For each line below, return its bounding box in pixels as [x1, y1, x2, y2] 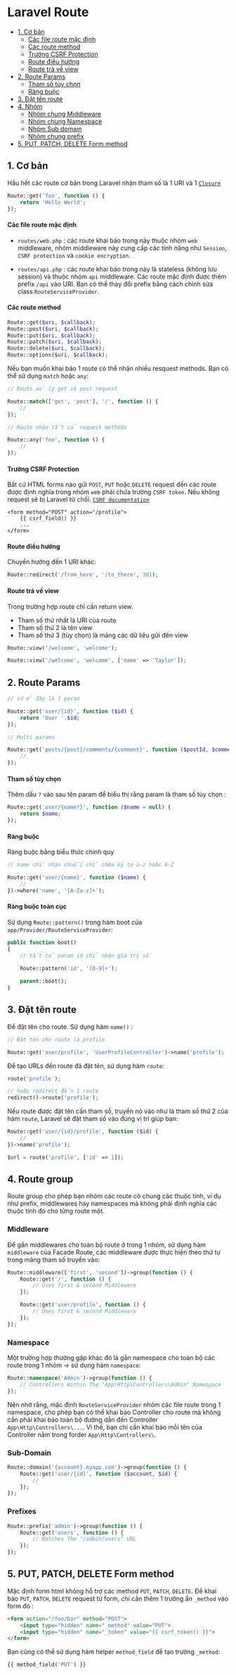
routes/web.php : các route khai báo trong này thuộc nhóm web [17, 236, 198, 245]
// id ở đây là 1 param [7, 695, 80, 702]
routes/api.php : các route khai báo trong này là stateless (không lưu [17, 264, 218, 273]
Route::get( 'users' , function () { [20, 1529, 124, 1536]
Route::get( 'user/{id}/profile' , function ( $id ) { [7, 1128, 159, 1136]
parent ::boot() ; [20, 978, 68, 985]
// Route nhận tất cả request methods [7, 423, 128, 431]
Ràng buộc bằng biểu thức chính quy [7, 848, 114, 856]
